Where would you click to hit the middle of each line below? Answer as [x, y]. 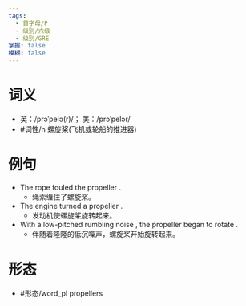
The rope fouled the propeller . [71, 187]
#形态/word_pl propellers [61, 293]
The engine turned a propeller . [71, 206]
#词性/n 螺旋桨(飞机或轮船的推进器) [79, 129]
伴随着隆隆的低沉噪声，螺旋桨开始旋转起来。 [106, 234]
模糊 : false [27, 53]
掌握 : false [27, 46]
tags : [17, 16]
